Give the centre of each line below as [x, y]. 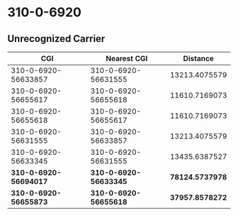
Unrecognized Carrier [56, 39]
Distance [199, 59]
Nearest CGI [127, 59]
